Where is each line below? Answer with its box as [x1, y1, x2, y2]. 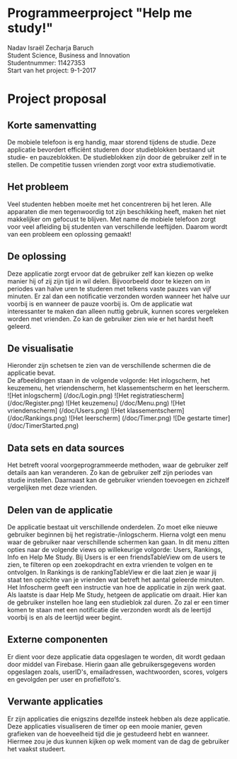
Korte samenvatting [7, 119, 97, 131]
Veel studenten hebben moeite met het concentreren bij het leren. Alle [7, 200, 212, 208]
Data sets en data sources [7, 442, 125, 454]
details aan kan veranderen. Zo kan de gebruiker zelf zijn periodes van [7, 468, 213, 477]
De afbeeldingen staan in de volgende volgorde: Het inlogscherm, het [7, 376, 210, 385]
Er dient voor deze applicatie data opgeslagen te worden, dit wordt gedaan [7, 652, 226, 660]
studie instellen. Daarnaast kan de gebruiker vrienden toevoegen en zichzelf [7, 476, 230, 485]
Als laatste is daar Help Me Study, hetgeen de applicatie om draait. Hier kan [7, 590, 228, 599]
